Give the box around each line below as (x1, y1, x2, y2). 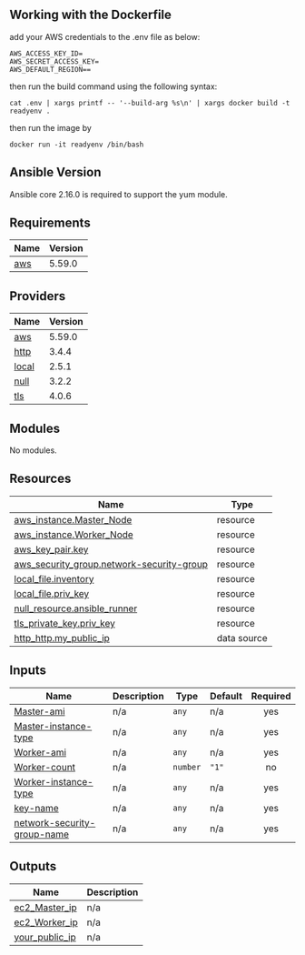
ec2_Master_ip (14, 900, 77, 913)
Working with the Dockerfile (9, 7, 172, 23)
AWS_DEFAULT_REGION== (9, 65, 92, 74)
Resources (9, 471, 72, 487)
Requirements (9, 216, 91, 231)
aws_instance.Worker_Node (14, 528, 133, 540)
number (172, 761, 202, 772)
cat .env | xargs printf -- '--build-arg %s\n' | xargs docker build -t (9, 98, 290, 107)
